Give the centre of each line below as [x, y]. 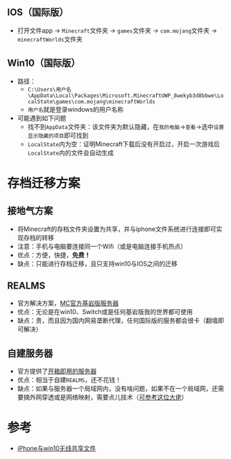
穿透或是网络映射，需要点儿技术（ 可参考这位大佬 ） [114, 397]
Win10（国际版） [44, 63]
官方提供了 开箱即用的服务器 [57, 371]
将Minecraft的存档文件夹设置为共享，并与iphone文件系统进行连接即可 [117, 229]
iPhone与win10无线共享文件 [57, 449]
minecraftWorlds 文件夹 [50, 39]
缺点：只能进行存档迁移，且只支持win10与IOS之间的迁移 [97, 263]
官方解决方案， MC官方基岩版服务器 [68, 303]
